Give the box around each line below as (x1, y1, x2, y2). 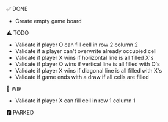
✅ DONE (6, 5, 28, 12)
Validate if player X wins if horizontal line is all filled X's (15, 54, 154, 61)
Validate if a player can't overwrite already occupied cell (15, 48, 157, 54)
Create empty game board (15, 18, 82, 24)
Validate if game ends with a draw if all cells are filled (15, 73, 150, 81)
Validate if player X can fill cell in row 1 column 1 (15, 97, 136, 104)
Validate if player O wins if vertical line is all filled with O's (15, 60, 161, 68)
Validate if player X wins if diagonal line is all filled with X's (15, 67, 163, 74)
